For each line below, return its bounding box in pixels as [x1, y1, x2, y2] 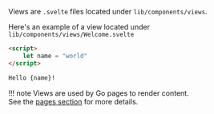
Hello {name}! [8, 73, 56, 82]
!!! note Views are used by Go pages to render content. [8, 88, 190, 98]
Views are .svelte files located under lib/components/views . [8, 7, 208, 16]
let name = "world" [22, 52, 88, 60]
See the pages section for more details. [8, 96, 139, 106]
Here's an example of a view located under [8, 22, 151, 31]
